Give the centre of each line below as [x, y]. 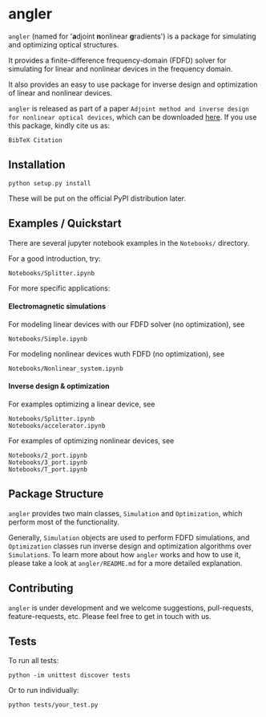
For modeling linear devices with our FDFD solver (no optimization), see [127, 324]
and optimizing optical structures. [64, 44]
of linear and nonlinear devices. [60, 92]
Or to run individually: [44, 691]
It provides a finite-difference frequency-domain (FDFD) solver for [117, 60]
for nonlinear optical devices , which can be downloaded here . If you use [133, 116]
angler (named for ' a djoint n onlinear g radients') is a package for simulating [132, 36]
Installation [37, 165]
